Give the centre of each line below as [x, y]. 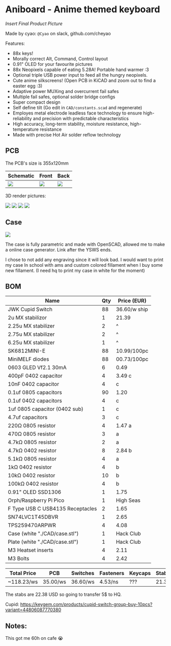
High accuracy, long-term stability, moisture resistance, [71, 124]
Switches [83, 573]
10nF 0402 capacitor [34, 384]
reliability [22, 118]
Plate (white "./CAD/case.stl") [43, 542]
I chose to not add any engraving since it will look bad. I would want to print [84, 260]
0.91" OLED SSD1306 [35, 492]
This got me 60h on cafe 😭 [34, 638]
